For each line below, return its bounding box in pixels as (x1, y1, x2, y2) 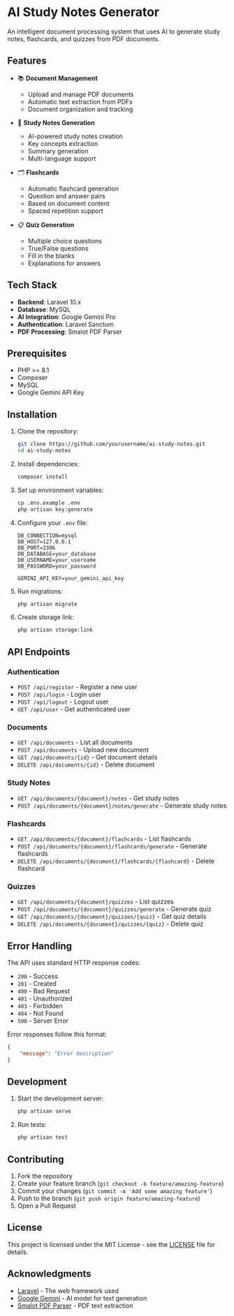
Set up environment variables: (17, 486, 104, 494)
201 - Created (17, 979, 57, 988)
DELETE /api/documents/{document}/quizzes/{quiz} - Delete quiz (17, 919, 204, 929)
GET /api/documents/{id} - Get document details (17, 753, 158, 762)
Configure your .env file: (17, 518, 88, 527)
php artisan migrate (17, 600, 78, 607)
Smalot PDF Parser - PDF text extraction (17, 1301, 133, 1310)
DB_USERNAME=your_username (17, 556, 96, 563)
